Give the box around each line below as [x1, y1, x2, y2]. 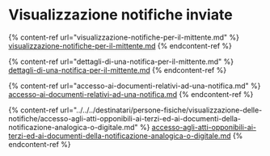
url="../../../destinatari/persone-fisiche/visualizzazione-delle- [60, 105, 263, 115]
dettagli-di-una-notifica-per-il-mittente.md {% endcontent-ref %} [8, 65, 227, 74]
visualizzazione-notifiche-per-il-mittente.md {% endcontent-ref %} [8, 40, 232, 50]
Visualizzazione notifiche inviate [8, 6, 233, 24]
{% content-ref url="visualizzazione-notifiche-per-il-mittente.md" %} [8, 32, 240, 42]
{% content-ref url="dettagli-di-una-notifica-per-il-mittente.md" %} [8, 57, 234, 66]
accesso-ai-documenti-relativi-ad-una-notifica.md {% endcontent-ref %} [8, 89, 254, 99]
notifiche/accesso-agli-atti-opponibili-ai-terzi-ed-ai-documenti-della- [8, 113, 241, 123]
